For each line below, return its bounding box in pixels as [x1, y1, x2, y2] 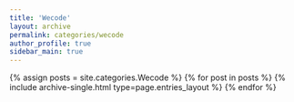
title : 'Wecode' [9, 13, 71, 23]
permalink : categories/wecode [9, 30, 125, 39]
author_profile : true [9, 38, 92, 48]
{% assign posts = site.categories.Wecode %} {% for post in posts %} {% [9, 72, 287, 83]
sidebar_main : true [9, 47, 84, 56]
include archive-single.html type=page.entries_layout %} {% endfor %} [9, 82, 277, 93]
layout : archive [9, 22, 71, 31]
